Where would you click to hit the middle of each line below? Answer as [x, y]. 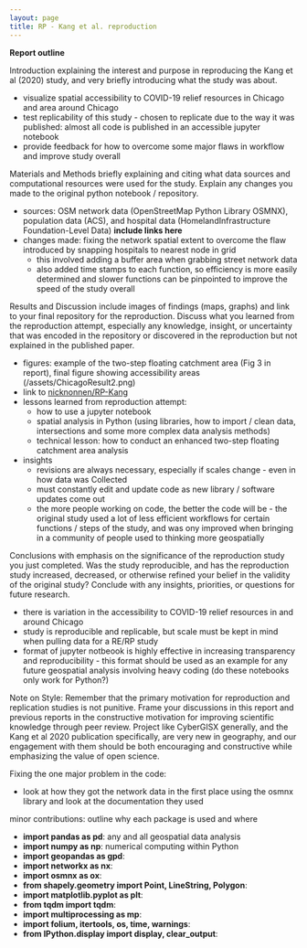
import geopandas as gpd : [74, 856]
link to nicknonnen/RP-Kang [75, 392]
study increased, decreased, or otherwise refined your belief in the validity [150, 575]
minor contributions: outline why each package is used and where [134, 818]
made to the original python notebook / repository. [104, 193]
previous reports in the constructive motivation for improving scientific [142, 717]
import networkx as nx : [68, 866]
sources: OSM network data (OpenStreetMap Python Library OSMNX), [155, 210]
